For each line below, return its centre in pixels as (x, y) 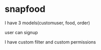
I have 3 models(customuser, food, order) (47, 23)
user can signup (21, 32)
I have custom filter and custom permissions (50, 42)
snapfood (25, 9)
